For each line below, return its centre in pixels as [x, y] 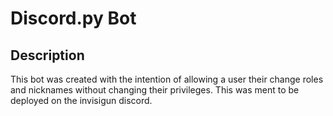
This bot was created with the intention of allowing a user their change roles [167, 79]
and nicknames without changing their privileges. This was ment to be [155, 90]
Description [47, 55]
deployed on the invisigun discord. [81, 100]
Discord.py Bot [73, 18]
